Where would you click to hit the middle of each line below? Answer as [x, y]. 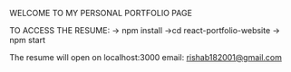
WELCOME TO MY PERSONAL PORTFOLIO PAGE [101, 13]
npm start [28, 40]
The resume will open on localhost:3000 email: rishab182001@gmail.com [146, 57]
